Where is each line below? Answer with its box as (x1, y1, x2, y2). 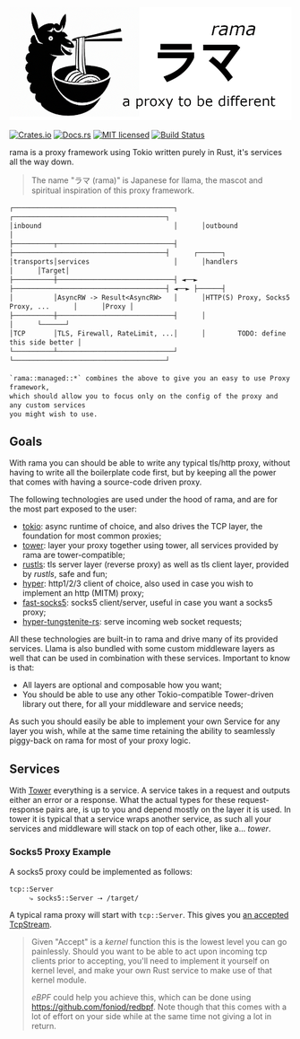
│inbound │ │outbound (9, 221, 239, 231)
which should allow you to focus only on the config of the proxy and (9, 391, 279, 401)
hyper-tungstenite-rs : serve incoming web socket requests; (21, 616, 243, 627)
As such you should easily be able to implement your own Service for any (9, 716, 280, 727)
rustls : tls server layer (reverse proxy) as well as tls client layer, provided (21, 559, 289, 570)
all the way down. (9, 156, 74, 167)
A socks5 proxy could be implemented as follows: (9, 866, 193, 877)
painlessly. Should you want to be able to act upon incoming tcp (30, 946, 268, 956)
